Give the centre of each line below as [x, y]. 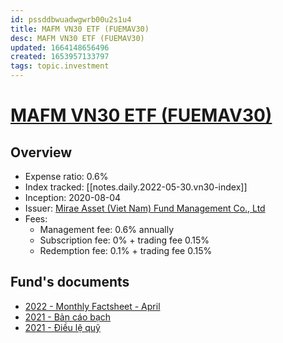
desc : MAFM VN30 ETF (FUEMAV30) [77, 38]
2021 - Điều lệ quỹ [62, 327]
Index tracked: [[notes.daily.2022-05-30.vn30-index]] [136, 187]
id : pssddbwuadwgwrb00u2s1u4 [71, 19]
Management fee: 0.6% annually [107, 229]
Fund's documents [70, 282]
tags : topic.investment [60, 66]
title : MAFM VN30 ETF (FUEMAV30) [80, 29]
